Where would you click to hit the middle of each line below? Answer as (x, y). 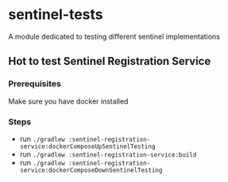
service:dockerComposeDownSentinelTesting (91, 170)
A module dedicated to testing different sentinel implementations (114, 36)
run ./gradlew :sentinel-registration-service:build (108, 154)
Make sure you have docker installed (68, 101)
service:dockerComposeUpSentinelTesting (87, 146)
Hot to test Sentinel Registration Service (110, 61)
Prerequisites (35, 84)
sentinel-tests (56, 15)
